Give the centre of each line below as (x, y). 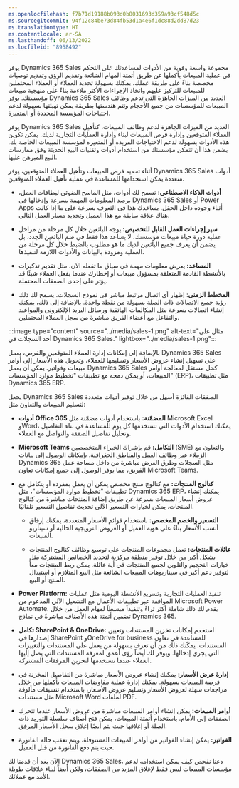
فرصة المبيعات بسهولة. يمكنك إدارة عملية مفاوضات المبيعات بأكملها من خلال (119, 682)
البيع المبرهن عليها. (33, 157)
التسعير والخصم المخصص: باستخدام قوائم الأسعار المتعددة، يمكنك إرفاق (124, 520)
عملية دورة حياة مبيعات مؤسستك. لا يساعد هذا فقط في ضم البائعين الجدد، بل (120, 237)
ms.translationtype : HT (43, 27)
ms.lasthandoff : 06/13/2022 (50, 41)
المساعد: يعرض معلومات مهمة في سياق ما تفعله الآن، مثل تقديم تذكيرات (114, 266)
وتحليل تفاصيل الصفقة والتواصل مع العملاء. (75, 433)
